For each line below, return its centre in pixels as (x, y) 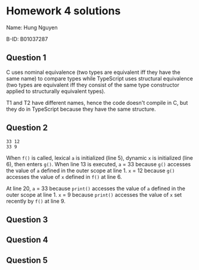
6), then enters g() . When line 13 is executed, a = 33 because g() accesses (99, 164)
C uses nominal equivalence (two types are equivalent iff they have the (93, 72)
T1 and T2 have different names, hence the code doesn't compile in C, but (97, 103)
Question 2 (27, 128)
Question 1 (26, 58)
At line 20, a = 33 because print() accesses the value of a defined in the (96, 188)
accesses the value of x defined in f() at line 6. (64, 176)
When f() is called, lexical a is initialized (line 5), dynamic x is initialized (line (100, 158)
